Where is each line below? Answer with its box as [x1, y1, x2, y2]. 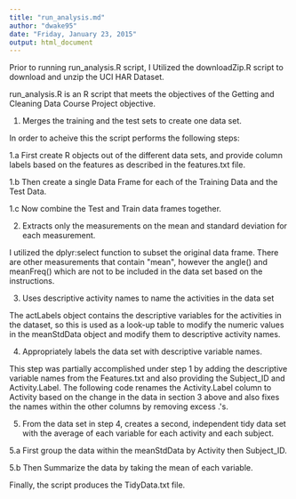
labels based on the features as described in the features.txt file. [9, 159, 246, 170]
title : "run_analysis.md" [9, 12, 105, 22]
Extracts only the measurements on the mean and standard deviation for [21, 221, 287, 231]
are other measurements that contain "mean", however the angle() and [9, 257, 268, 268]
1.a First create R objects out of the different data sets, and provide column [9, 150, 283, 161]
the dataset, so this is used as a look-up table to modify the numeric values [9, 319, 284, 330]
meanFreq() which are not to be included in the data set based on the [9, 266, 263, 277]
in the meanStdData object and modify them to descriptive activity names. [9, 329, 281, 340]
